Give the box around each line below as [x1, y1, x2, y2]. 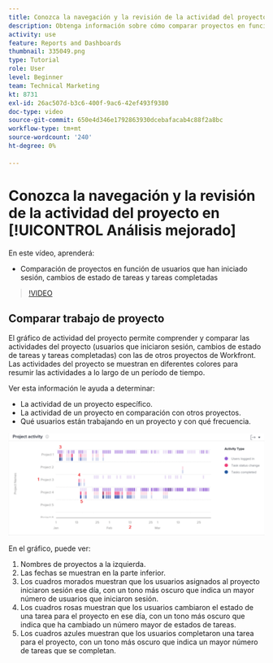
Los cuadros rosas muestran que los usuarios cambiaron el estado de [19, 603, 254, 613]
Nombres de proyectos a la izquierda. [19, 560, 146, 569]
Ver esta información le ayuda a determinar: [8, 383, 156, 394]
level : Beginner [8, 73, 63, 81]
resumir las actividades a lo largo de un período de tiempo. [8, 368, 206, 377]
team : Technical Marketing [8, 81, 100, 89]
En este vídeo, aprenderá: [8, 248, 95, 258]
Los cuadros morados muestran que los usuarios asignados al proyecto [19, 577, 260, 587]
